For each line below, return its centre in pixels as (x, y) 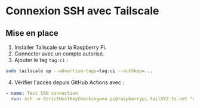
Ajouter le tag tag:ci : (41, 60)
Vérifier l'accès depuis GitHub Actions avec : (69, 82)
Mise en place (32, 33)
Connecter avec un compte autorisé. (59, 54)
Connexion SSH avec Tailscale (82, 11)
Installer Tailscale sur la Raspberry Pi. (60, 47)
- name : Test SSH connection (42, 93)
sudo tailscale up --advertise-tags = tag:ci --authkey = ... (79, 71)
